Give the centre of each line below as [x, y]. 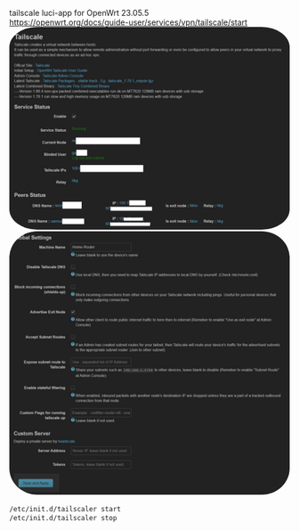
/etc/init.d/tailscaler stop [63, 518]
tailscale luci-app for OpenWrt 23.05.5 [79, 13]
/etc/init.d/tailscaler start [65, 509]
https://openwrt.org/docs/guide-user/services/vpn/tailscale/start [128, 22]
